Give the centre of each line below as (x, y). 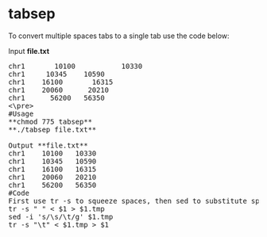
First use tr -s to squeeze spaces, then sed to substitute (128, 201)
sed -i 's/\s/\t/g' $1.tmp (61, 216)
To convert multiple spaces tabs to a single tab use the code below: (119, 36)
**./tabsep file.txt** (52, 129)
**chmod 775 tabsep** (50, 121)
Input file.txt (29, 51)
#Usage (21, 113)
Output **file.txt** (48, 145)
